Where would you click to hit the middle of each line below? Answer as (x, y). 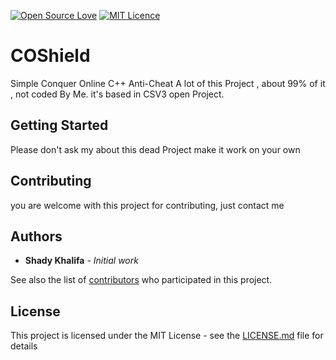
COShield (50, 56)
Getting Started (59, 125)
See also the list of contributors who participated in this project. (141, 280)
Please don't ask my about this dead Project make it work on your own (155, 149)
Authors (36, 236)
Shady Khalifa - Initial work (81, 261)
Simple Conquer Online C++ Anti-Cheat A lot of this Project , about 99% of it (168, 83)
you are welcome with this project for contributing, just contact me (147, 205)
